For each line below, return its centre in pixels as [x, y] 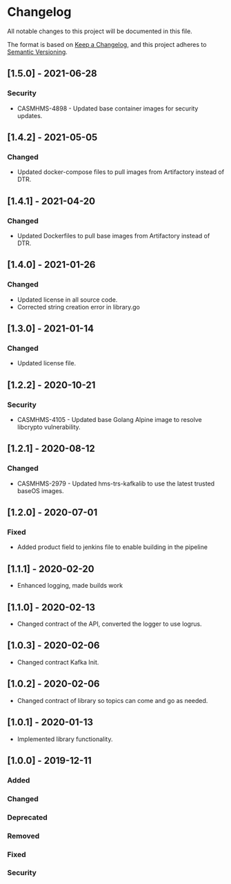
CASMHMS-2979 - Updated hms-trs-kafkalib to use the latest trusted [116, 483]
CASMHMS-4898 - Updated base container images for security [108, 108]
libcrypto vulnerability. [49, 427]
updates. [30, 115]
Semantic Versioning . [37, 52]
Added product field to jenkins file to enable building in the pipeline [112, 547]
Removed [23, 836]
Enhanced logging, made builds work [70, 586]
